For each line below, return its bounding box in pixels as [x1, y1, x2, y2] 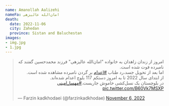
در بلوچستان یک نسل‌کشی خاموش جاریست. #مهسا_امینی [57, 80, 164, 86]
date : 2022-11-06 [10, 21, 46, 27]
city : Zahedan [10, 26, 39, 31]
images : [5, 36, 22, 41]
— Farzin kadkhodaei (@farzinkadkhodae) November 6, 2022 [17, 95, 145, 101]
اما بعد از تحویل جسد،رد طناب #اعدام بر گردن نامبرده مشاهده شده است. [27, 69, 164, 75]
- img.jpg [5, 40, 26, 45]
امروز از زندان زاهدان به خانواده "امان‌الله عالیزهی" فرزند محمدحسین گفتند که [18, 58, 164, 64]
